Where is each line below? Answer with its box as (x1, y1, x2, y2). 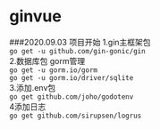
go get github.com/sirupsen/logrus (9, 111, 142, 120)
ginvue (9, 6, 63, 27)
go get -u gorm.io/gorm (9, 65, 98, 75)
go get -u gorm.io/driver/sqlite (9, 73, 134, 82)
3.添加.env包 (9, 82, 56, 93)
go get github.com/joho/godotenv (9, 92, 134, 101)
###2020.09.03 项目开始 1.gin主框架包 (9, 36, 151, 47)
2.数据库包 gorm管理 (9, 55, 86, 66)
